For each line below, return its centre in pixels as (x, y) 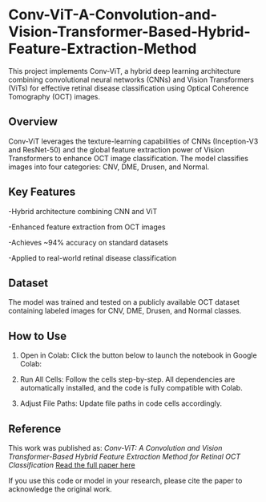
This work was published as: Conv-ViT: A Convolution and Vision (115, 448)
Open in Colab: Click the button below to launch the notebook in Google (139, 355)
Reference (35, 429)
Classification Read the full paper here (72, 465)
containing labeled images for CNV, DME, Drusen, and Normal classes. (125, 311)
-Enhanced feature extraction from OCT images (87, 227)
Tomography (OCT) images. (54, 96)
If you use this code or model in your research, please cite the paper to (125, 480)
